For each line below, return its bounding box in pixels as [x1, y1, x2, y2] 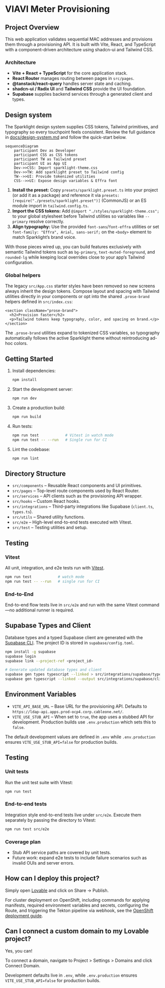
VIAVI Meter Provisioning [5, 3, 110, 15]
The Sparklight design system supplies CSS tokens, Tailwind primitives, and [5, 124, 159, 130]
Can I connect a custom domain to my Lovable [5, 927, 149, 936]
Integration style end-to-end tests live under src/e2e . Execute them [5, 812, 141, 818]
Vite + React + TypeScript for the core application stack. [12, 70, 128, 76]
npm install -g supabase [5, 649, 56, 654]
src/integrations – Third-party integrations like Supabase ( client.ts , [12, 503, 154, 509]
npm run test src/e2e [5, 827, 50, 832]
